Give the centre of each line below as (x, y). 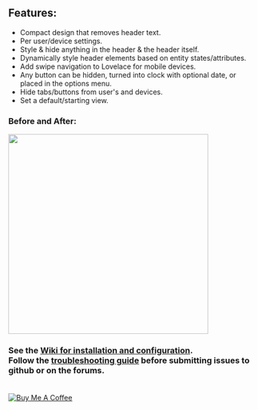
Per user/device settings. (61, 41)
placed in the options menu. (65, 83)
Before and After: (43, 121)
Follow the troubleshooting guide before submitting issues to (129, 360)
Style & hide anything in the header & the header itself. (109, 49)
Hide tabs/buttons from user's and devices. (91, 92)
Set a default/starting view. (64, 100)
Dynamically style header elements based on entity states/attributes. (133, 58)
